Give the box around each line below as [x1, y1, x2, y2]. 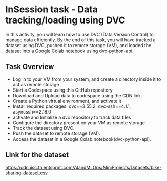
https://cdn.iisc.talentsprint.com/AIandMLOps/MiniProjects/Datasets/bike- [5, 164, 162, 170]
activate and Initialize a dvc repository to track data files [12, 114, 131, 120]
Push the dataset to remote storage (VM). [12, 130, 101, 137]
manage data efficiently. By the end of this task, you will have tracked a [5, 37, 156, 43]
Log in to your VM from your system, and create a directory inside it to [12, 76, 161, 82]
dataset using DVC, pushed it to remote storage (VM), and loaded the [5, 42, 152, 48]
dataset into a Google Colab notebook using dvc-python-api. [5, 48, 134, 54]
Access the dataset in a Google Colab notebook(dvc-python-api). [12, 135, 151, 142]
